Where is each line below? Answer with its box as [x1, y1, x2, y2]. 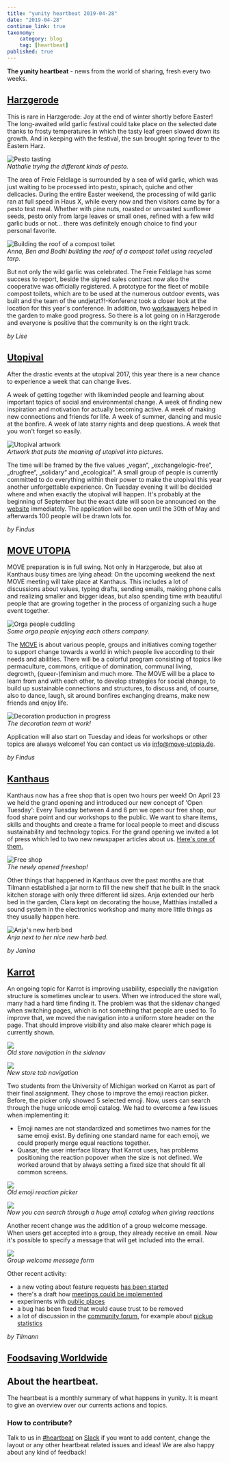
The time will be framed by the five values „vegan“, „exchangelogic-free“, [7, 461, 213, 469]
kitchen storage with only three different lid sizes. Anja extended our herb [7, 891, 214, 899]
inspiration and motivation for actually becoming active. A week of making [7, 405, 216, 413]
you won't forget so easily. [7, 426, 82, 435]
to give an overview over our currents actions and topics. [7, 1401, 168, 1410]
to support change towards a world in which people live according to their [7, 648, 215, 656]
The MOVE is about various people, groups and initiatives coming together [7, 640, 217, 649]
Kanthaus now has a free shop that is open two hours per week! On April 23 [7, 791, 221, 799]
